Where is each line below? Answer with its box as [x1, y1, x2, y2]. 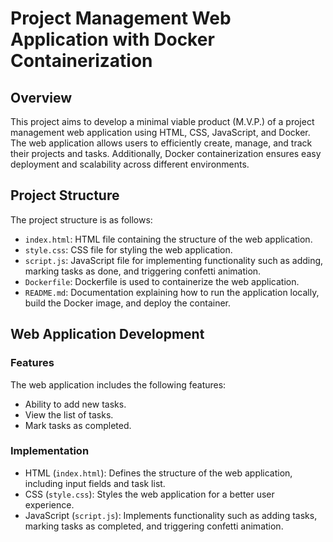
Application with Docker [10, 28, 215, 51]
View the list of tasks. [24, 408, 114, 421]
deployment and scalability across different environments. [10, 158, 250, 170]
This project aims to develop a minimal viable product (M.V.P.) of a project [10, 116, 315, 127]
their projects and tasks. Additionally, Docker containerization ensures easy [10, 148, 322, 159]
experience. [24, 498, 75, 511]
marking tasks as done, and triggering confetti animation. [24, 265, 262, 277]
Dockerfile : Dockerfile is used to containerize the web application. [24, 275, 300, 287]
